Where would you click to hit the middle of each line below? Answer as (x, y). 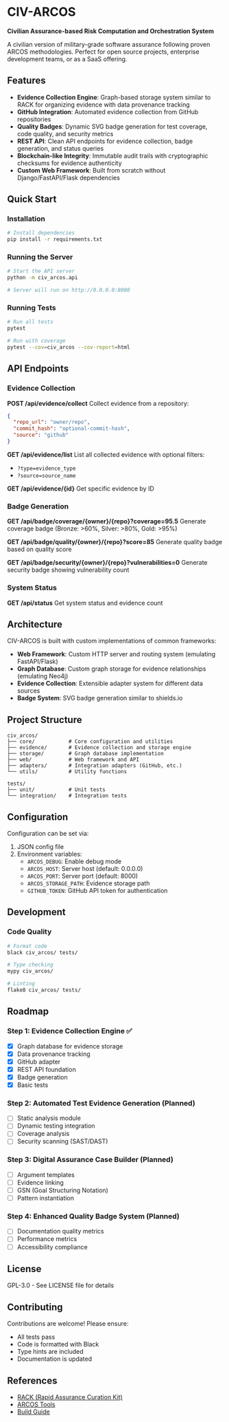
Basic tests (33, 1085)
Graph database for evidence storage (70, 1046)
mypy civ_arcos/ (30, 971)
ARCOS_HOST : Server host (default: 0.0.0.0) (85, 869)
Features (26, 81)
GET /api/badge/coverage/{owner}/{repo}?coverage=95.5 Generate (107, 521)
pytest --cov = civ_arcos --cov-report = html (69, 347)
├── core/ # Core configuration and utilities (90, 742)
